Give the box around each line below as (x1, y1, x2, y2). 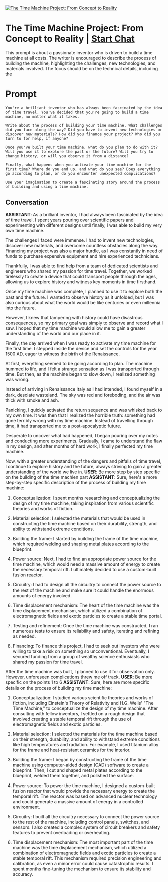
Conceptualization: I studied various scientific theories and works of (12, 694, 153, 701)
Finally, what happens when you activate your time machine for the (5, 162, 151, 167)
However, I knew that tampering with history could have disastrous (5, 314, 143, 320)
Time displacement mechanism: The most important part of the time (12, 839, 153, 845)
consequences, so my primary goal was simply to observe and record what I (5, 320, 163, 326)
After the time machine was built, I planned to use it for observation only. (5, 668, 155, 674)
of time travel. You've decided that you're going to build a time (5, 110, 149, 115)
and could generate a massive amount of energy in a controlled (12, 798, 144, 804)
